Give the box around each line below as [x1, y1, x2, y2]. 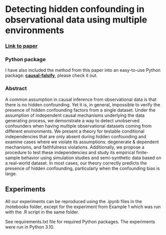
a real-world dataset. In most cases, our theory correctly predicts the [5, 160, 147, 166]
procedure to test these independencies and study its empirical [5, 149, 136, 155]
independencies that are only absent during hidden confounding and [5, 133, 146, 139]
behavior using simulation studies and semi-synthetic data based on [21, 155, 162, 161]
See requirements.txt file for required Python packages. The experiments [5, 219, 156, 225]
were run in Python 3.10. [5, 224, 55, 230]
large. [5, 171, 17, 177]
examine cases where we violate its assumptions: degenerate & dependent [5, 139, 159, 145]
